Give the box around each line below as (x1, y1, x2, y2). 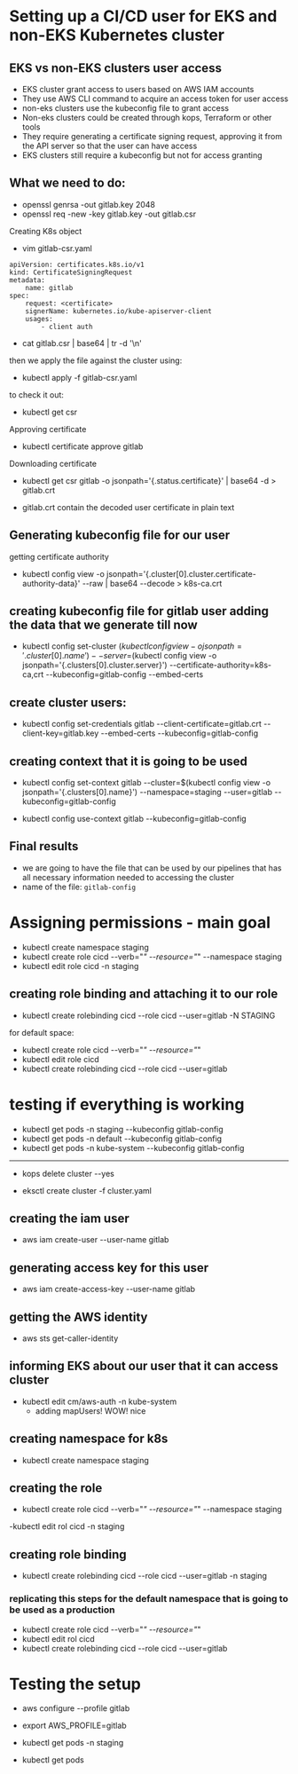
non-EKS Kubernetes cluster (9, 25, 224, 45)
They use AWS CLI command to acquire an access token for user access (21, 93, 289, 104)
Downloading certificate (9, 458, 98, 469)
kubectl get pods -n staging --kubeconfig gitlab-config (21, 1124, 223, 1134)
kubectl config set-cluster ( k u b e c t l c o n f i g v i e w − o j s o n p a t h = (21, 641, 242, 651)
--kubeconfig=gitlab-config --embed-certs (45, 669, 204, 680)
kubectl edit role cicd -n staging (21, 960, 139, 971)
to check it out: (9, 389, 65, 400)
